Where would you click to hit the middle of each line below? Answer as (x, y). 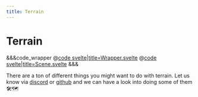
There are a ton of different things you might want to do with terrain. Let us (98, 76)
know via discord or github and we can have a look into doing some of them (99, 82)
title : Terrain (25, 12)
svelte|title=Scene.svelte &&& (42, 64)
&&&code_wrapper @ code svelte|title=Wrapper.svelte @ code (81, 58)
